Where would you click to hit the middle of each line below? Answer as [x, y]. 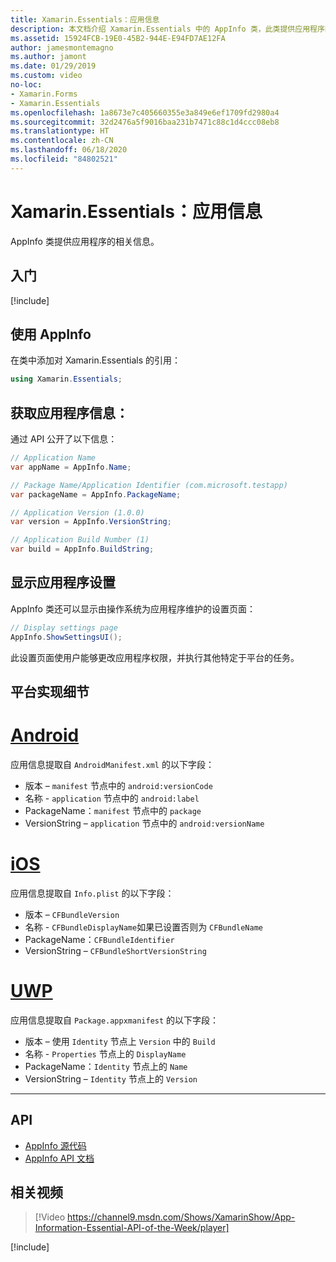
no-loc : [26, 85]
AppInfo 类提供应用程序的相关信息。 [85, 241]
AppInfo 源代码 [55, 1145]
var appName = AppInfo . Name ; [71, 467]
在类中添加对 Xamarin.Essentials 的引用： [95, 360]
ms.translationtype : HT [60, 131]
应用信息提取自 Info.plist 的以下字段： [92, 893]
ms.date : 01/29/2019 [53, 66]
